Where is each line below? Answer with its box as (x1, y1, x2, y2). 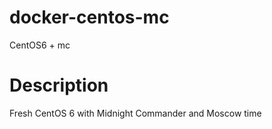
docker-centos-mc (9, 6, 170, 29)
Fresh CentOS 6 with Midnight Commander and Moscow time (9, 107, 262, 119)
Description (9, 74, 109, 97)
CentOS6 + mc (9, 39, 71, 51)
